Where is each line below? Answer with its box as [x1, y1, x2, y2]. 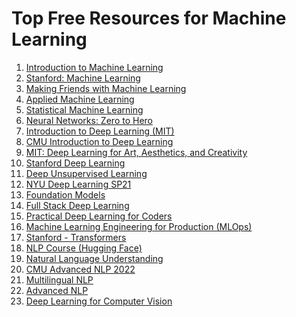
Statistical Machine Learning [25, 103, 144, 116]
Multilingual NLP [25, 273, 94, 286]
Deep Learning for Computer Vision [25, 295, 173, 307]
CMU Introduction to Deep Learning [25, 135, 174, 147]
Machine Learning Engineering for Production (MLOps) [25, 220, 253, 232]
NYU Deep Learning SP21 [25, 178, 132, 190]
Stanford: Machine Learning [25, 72, 141, 84]
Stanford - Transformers [25, 231, 127, 243]
